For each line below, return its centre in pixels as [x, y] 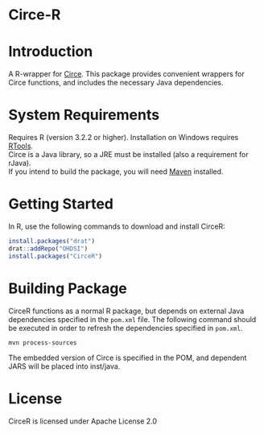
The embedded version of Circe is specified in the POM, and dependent [128, 358]
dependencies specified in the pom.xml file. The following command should [132, 319]
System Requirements [84, 115]
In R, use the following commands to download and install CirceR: [117, 226]
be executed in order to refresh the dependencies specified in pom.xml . [126, 328]
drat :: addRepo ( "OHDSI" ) [48, 248]
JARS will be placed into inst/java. [64, 366]
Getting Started [61, 204]
